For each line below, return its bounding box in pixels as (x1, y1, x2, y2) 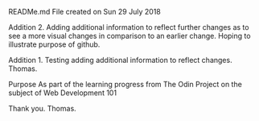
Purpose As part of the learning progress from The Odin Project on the (8, 80, 243, 89)
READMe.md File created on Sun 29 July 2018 (8, 7, 161, 16)
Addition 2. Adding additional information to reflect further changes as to (8, 23, 249, 31)
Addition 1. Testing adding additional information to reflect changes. (8, 56, 232, 65)
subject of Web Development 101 (8, 88, 117, 98)
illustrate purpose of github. (8, 40, 101, 49)
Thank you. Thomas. (8, 104, 76, 113)
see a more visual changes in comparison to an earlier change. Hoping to (8, 31, 251, 40)
